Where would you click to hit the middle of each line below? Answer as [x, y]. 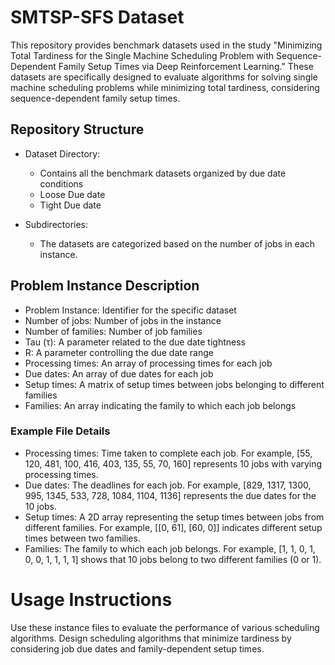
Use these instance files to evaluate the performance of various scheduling [165, 627]
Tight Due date [70, 205]
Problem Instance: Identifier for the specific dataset [130, 310]
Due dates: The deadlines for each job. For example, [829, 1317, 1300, [168, 485]
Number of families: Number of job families [113, 331]
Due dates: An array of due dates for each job [119, 373]
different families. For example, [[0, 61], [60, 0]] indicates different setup [173, 527]
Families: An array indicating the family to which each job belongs [160, 405]
